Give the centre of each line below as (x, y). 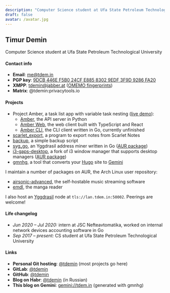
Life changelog (21, 214)
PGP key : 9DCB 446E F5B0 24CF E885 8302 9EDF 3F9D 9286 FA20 (84, 80)
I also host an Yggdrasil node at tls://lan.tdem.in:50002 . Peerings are (79, 197)
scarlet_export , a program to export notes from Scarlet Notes (76, 135)
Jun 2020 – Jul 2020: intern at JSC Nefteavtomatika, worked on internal (88, 225)
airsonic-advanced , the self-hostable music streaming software (79, 181)
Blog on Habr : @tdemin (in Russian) (50, 280)
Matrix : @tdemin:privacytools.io (46, 91)
